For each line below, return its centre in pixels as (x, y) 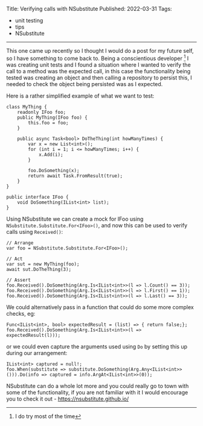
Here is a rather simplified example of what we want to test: (80, 96)
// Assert (19, 280)
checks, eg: (21, 313)
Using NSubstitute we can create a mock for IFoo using (75, 219)
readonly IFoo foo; (42, 112)
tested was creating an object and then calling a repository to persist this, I (99, 78)
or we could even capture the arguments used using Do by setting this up (97, 346)
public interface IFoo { (37, 197)
